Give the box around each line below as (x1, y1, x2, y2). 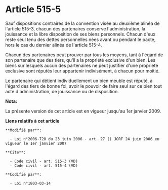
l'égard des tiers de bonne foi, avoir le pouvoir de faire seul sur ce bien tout (5, 83, 162, 89)
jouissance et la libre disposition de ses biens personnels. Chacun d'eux (5, 31, 156, 37)
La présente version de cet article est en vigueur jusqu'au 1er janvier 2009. (5, 108, 161, 114)
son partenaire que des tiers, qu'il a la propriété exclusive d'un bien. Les (5, 57, 156, 63)
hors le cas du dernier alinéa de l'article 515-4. (5, 42, 102, 48)
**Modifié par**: (5, 128, 42, 133)
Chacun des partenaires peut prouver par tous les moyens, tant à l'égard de (5, 52, 163, 58)
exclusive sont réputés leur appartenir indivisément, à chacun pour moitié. (5, 67, 160, 74)
